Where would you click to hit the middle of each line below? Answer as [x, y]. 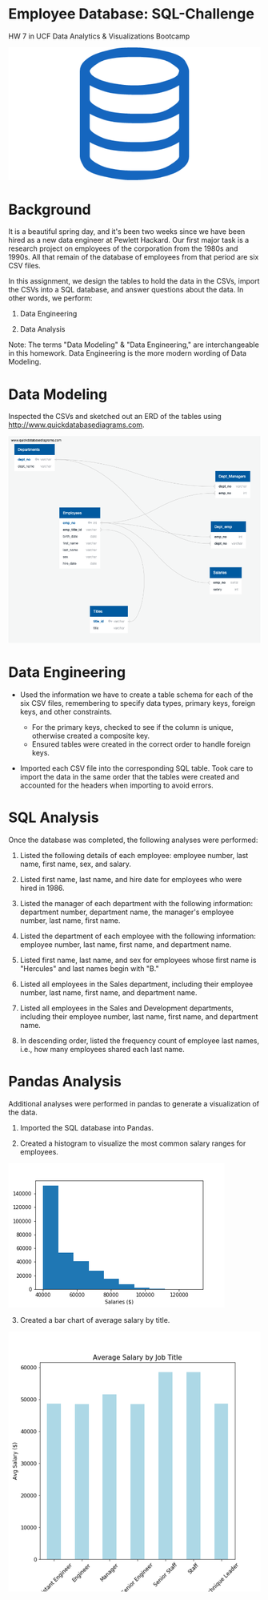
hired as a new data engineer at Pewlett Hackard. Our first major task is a [129, 240]
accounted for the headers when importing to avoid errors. [116, 785]
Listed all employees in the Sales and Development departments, [127, 1008]
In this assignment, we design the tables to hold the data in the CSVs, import [134, 281]
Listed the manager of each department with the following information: [136, 903]
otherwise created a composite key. [91, 736]
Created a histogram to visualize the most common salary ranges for [133, 1143]
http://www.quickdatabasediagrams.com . [77, 425]
